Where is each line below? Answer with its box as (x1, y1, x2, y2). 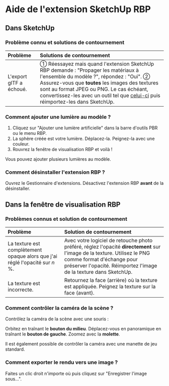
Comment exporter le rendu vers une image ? (5, 359, 118, 366)
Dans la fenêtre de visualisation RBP (5, 200, 121, 209)
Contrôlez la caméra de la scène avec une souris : (5, 316, 109, 322)
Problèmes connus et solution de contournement (5, 215, 127, 222)
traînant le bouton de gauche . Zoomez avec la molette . (5, 331, 120, 337)
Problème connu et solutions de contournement (5, 39, 125, 46)
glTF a (8, 79, 23, 86)
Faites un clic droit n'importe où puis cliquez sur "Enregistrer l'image (5, 370, 147, 376)
